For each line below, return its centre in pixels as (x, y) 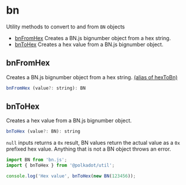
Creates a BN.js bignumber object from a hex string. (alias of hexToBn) (92, 77)
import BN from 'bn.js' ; (37, 160)
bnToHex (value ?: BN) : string (43, 132)
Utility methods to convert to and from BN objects (66, 27)
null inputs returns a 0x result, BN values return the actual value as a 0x (93, 143)
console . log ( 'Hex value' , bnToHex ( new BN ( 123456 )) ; (71, 176)
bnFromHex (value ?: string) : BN (46, 88)
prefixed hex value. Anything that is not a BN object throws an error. (89, 149)
